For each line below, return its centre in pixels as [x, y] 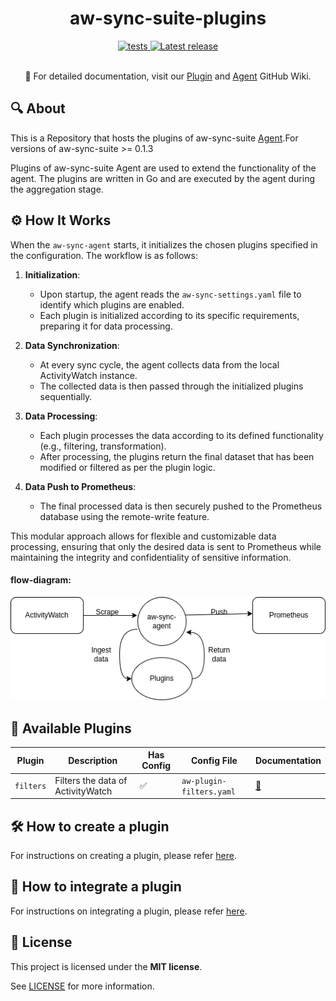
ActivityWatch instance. [88, 375]
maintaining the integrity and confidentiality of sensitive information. [151, 557]
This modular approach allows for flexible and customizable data [143, 536]
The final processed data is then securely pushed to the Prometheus [181, 506]
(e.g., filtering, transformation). [103, 446]
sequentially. [66, 396]
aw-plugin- [204, 781]
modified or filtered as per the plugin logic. [127, 467]
